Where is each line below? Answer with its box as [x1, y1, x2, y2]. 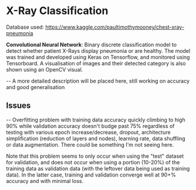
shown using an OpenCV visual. [6, 66, 83, 73]
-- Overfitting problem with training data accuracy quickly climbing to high [6, 116, 186, 123]
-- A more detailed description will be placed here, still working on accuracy [6, 77, 190, 84]
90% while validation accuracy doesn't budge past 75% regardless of [6, 122, 175, 130]
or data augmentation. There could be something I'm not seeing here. [6, 141, 174, 148]
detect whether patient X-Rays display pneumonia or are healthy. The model [6, 47, 191, 54]
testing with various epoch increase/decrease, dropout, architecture [6, 128, 171, 135]
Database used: [6, 23, 44, 30]
